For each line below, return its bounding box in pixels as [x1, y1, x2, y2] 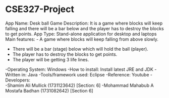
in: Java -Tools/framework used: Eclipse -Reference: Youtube [21, 71, 149, 77]
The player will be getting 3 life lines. [12, 56, 89, 62]
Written [5, 71, 21, 77]
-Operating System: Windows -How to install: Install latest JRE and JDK [5, 66, 154, 72]
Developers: [5, 77, 30, 83]
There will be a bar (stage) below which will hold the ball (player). [12, 46, 149, 52]
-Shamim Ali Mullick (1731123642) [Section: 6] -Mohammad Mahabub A [5, 82, 154, 88]
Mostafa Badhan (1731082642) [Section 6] [5, 87, 93, 93]
